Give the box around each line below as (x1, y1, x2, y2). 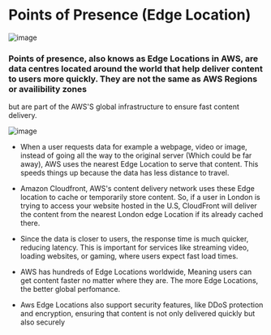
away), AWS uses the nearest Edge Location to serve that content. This (19, 159, 259, 169)
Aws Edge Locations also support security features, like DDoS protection (19, 300, 264, 310)
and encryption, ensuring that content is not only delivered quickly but (19, 309, 256, 319)
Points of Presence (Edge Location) (8, 6, 252, 24)
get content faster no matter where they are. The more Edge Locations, (19, 276, 259, 285)
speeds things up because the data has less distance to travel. (19, 168, 230, 178)
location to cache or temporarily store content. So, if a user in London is (19, 193, 261, 202)
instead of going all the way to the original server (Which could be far (19, 150, 252, 160)
